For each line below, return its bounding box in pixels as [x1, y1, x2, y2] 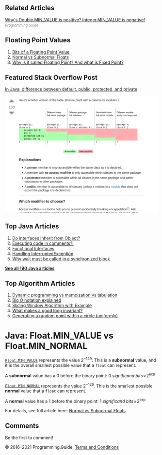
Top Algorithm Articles [5, 279, 75, 288]
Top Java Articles [5, 222, 59, 231]
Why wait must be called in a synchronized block [12, 255, 110, 262]
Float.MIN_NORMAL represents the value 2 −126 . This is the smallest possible [5, 382, 153, 389]
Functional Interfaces [12, 245, 55, 251]
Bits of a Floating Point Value [12, 49, 70, 55]
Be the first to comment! [5, 435, 53, 440]
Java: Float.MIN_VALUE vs [5, 330, 114, 341]
